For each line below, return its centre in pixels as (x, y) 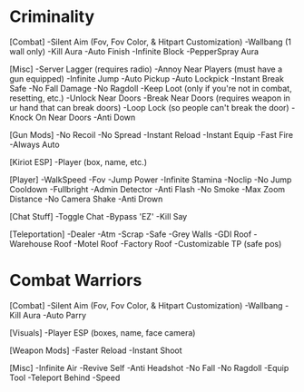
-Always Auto (35, 144)
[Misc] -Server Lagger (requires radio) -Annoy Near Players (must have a (146, 69)
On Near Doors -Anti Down (85, 117)
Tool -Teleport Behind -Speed (65, 377)
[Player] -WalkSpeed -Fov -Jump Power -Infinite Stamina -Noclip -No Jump (151, 180)
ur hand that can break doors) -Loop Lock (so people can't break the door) (149, 107)
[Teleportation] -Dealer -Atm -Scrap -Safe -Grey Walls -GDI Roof (131, 234)
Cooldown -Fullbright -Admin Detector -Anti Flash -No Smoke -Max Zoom (147, 189)
